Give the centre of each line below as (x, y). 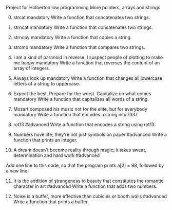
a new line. (17, 171)
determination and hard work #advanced (56, 155)
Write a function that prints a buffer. (51, 202)
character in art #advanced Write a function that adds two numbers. (85, 186)
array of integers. (32, 68)
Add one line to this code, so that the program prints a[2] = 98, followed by (85, 165)
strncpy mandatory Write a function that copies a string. (72, 37)
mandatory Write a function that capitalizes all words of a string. (81, 99)
